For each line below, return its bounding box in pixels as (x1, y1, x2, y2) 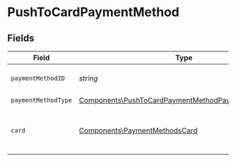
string (79, 74, 98, 83)
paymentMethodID (11, 74, 65, 82)
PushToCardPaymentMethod (7, 4, 180, 20)
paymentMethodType (11, 96, 72, 104)
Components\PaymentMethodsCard (79, 126, 198, 135)
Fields (7, 32, 35, 44)
